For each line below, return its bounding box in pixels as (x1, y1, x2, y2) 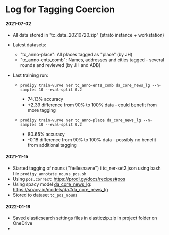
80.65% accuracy (27, 131, 65, 138)
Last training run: (12, 72, 48, 78)
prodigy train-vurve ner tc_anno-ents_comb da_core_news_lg (20, 83, 150, 88)
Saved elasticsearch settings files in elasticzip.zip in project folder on (12, 215, 157, 221)
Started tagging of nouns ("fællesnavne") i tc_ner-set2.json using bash (12, 165, 161, 171)
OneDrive (12, 220, 33, 226)
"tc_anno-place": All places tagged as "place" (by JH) (20, 52, 133, 58)
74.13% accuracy (27, 96, 63, 103)
